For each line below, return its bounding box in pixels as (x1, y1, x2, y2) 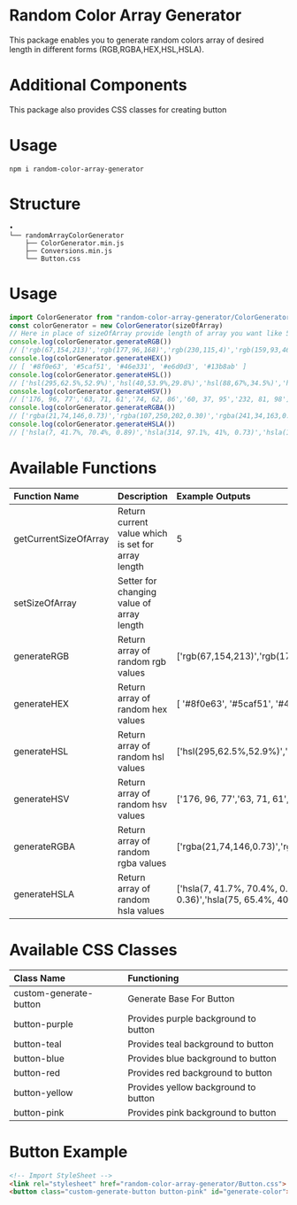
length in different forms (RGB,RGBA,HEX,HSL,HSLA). (9, 43, 205, 54)
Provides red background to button (127, 1066, 272, 1078)
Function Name (13, 490, 80, 502)
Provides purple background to (127, 1012, 256, 1024)
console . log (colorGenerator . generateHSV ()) (9, 387, 172, 396)
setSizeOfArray (13, 597, 77, 609)
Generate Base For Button (127, 993, 235, 1005)
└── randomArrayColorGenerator (9, 231, 125, 240)
